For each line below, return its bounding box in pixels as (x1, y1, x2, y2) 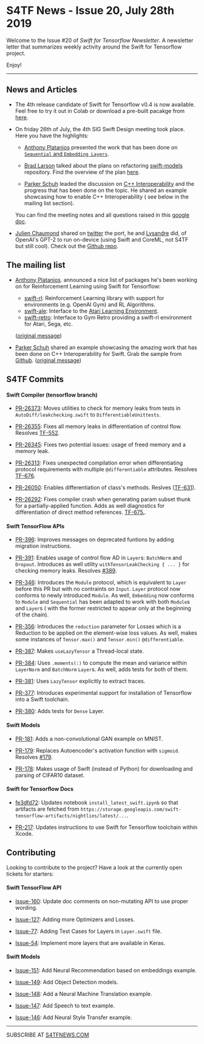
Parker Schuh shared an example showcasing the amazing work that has (15, 344, 197, 351)
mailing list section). (24, 199, 75, 206)
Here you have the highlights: (15, 132, 89, 139)
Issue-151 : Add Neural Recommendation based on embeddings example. (15, 966, 197, 974)
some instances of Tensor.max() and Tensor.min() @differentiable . (15, 636, 185, 643)
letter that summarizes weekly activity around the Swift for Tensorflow (6, 43, 182, 50)
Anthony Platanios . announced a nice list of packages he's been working (15, 276, 197, 283)
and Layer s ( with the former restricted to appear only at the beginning (15, 605, 191, 612)
